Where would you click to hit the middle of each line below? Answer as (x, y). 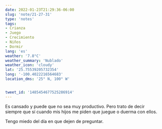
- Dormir (14, 47)
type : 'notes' (20, 19)
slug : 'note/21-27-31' (29, 14)
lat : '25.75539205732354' (32, 70)
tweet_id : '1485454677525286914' (40, 92)
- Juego (13, 33)
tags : (11, 24)
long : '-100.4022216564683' (34, 74)
